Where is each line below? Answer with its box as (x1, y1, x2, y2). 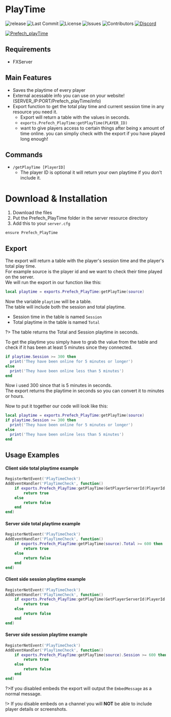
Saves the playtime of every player (12, 87, 85, 93)
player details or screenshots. (5, 706, 68, 712)
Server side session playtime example (5, 631, 88, 638)
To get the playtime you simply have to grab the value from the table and (5, 339, 158, 345)
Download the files (12, 210, 52, 216)
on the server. (5, 274, 35, 280)
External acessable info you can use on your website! (12, 92, 125, 98)
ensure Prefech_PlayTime (5, 231, 58, 236)
